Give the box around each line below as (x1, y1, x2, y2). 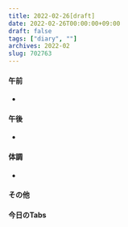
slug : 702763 (8, 49, 52, 58)
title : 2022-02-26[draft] (8, 11, 95, 20)
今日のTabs (8, 210, 47, 220)
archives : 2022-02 (8, 42, 70, 50)
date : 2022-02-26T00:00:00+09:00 (8, 19, 121, 28)
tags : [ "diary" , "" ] (8, 34, 78, 43)
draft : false (8, 27, 52, 35)
